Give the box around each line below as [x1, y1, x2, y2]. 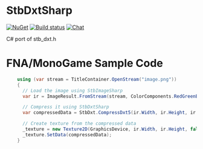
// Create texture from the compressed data [22, 121, 137, 127]
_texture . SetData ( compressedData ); [22, 132, 112, 138]
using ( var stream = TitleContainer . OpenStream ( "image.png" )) [17, 76, 177, 82]
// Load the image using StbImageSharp [22, 87, 123, 94]
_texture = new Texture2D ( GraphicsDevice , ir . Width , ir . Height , [22, 126, 188, 132]
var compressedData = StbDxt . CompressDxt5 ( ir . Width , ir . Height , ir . [22, 110, 199, 116]
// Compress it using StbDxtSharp [22, 104, 110, 110]
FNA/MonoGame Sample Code [6, 57, 163, 70]
